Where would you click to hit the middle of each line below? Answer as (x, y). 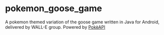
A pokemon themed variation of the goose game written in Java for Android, (82, 22)
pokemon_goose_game (54, 9)
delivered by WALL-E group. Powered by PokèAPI (55, 27)
